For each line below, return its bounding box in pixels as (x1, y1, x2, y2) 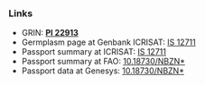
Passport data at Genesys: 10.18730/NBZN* (21, 65, 184, 76)
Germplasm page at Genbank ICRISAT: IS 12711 (21, 37, 196, 47)
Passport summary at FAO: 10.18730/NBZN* (21, 56, 186, 67)
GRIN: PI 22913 (21, 28, 79, 38)
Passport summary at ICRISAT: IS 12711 (21, 47, 166, 57)
